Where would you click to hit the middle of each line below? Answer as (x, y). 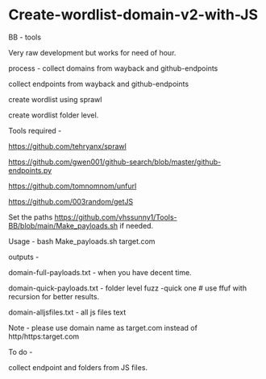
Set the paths (31, 217)
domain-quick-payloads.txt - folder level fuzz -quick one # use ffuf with (128, 288)
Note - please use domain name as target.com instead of (103, 328)
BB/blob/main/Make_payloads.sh (63, 225)
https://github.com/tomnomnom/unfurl (73, 186)
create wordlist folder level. (54, 115)
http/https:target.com (44, 336)
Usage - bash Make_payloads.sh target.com (82, 241)
